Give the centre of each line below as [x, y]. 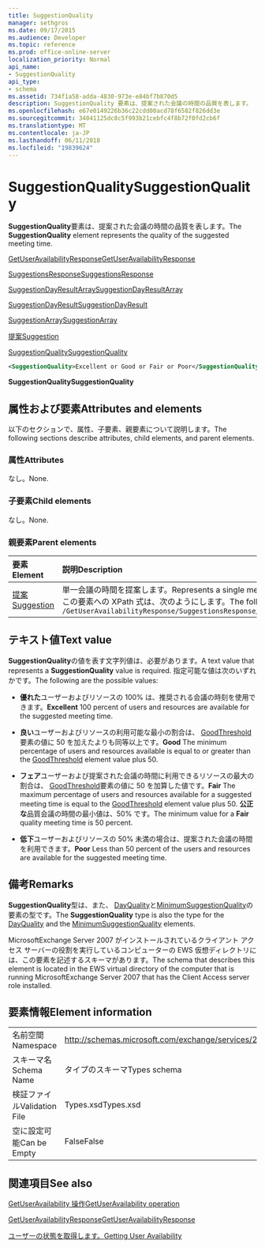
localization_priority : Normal [60, 60]
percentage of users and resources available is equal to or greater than [135, 750]
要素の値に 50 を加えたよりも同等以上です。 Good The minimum [123, 742]
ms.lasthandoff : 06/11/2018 [54, 140]
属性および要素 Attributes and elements [105, 409]
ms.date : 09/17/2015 [42, 30]
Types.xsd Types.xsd [103, 1105]
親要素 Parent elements [52, 542]
